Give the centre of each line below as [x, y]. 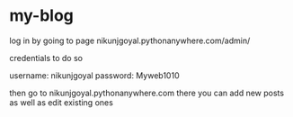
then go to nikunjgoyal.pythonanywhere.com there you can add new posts [147, 93]
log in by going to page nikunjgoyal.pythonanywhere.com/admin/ [130, 40]
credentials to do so [46, 58]
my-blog [42, 16]
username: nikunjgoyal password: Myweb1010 [94, 75]
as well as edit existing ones [62, 102]
